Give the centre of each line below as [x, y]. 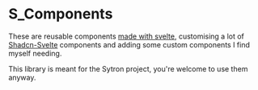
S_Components [61, 14]
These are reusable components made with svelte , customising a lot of [127, 36]
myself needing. [35, 53]
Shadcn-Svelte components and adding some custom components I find [129, 44]
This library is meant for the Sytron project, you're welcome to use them [128, 68]
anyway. [22, 77]
